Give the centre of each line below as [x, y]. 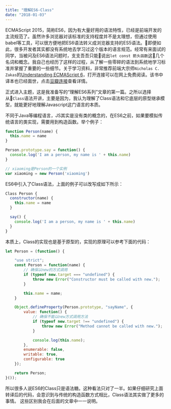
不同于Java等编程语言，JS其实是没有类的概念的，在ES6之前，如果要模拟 [82, 115]
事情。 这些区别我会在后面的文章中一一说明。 [53, 401]
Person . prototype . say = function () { [45, 150]
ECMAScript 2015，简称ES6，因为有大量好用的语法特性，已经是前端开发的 [83, 30]
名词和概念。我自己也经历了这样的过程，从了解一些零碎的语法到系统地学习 [83, 62]
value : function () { [45, 312]
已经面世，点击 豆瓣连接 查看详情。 [54, 81]
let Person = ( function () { [35, 251]
